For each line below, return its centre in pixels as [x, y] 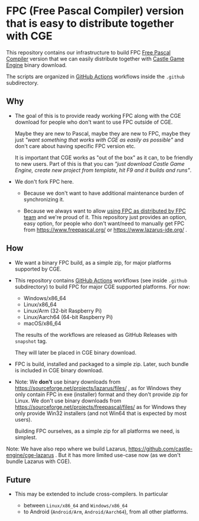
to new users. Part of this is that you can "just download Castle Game [99, 163]
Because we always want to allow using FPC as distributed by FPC [105, 211]
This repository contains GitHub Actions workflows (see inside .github [101, 280]
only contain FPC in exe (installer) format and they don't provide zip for [101, 394]
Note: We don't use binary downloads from [68, 382]
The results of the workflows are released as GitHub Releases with [96, 335]
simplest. [26, 437]
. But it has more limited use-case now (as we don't [118, 455]
